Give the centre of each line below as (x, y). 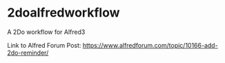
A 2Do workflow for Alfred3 (46, 32)
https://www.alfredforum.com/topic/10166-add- (150, 45)
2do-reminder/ (28, 53)
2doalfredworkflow (63, 13)
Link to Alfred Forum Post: (44, 45)
